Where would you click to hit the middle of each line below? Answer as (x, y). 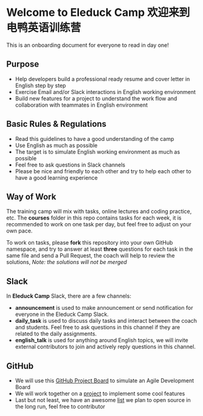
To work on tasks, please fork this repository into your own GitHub (90, 243)
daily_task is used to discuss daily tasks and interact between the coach (106, 321)
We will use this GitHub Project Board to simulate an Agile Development (105, 381)
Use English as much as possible (56, 145)
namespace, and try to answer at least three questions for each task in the (100, 249)
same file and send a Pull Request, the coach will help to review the (91, 256)
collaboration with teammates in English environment (81, 105)
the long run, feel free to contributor (60, 407)
